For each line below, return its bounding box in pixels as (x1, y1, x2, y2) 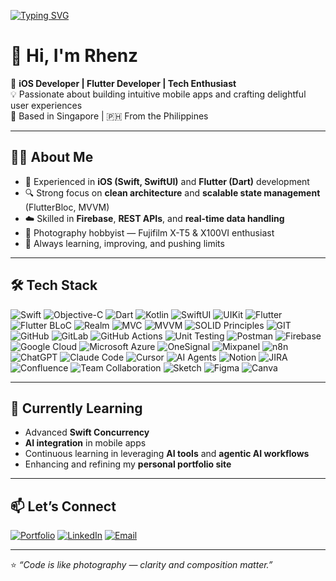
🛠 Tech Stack (10, 277, 98, 294)
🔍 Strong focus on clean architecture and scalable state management (24, 186, 321, 199)
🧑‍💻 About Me (10, 149, 94, 166)
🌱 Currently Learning (10, 400, 143, 417)
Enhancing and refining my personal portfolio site (24, 458, 232, 470)
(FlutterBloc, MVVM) (24, 201, 110, 213)
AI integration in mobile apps (24, 437, 147, 449)
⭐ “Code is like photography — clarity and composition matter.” (10, 559, 273, 571)
